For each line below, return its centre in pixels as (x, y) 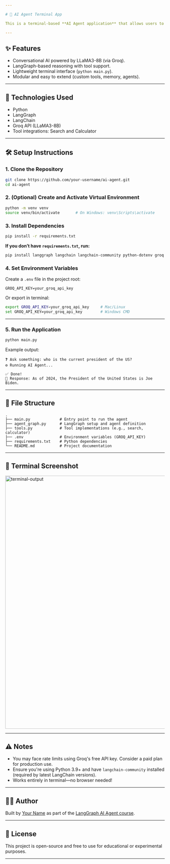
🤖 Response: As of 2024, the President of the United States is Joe (79, 378)
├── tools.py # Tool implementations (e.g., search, (74, 428)
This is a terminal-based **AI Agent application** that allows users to (85, 23)
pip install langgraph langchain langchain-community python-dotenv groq (85, 255)
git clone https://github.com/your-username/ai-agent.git (68, 180)
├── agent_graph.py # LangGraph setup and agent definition (75, 424)
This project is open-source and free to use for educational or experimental (84, 846)
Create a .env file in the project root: (43, 279)
